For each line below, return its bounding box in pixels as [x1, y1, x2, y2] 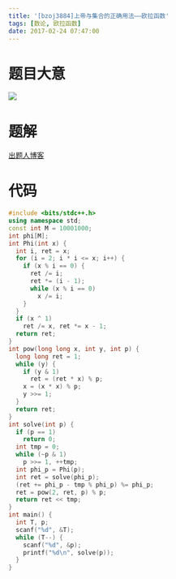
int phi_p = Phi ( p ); [15, 465, 85, 474]
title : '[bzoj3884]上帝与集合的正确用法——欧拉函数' [8, 11, 170, 20]
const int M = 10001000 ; [8, 224, 92, 232]
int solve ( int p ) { [8, 420, 75, 428]
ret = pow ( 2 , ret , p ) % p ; [15, 488, 107, 496]
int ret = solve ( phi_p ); [15, 473, 100, 481]
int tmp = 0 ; [15, 443, 60, 451]
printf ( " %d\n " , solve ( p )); [23, 548, 114, 556]
